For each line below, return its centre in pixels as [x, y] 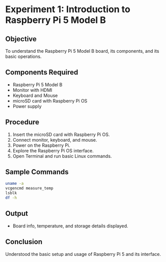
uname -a [15, 184]
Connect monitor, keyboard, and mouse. [55, 140]
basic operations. [23, 56]
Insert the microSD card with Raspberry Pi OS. [61, 134]
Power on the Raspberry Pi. [41, 145]
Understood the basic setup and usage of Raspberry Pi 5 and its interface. [83, 254]
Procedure [22, 122]
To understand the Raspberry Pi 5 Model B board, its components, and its [82, 51]
